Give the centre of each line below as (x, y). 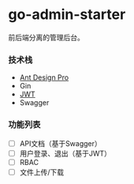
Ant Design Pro (44, 77)
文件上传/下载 (42, 172)
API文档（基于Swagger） (61, 143)
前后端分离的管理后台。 (46, 37)
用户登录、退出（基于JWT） (65, 153)
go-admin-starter (67, 15)
